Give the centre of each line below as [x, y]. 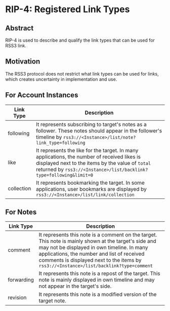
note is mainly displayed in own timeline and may [97, 280]
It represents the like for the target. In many [87, 150]
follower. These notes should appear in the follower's [99, 130]
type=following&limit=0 [65, 175]
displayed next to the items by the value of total [93, 163]
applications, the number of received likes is [88, 157]
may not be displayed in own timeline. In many [93, 248]
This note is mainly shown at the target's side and [98, 241]
